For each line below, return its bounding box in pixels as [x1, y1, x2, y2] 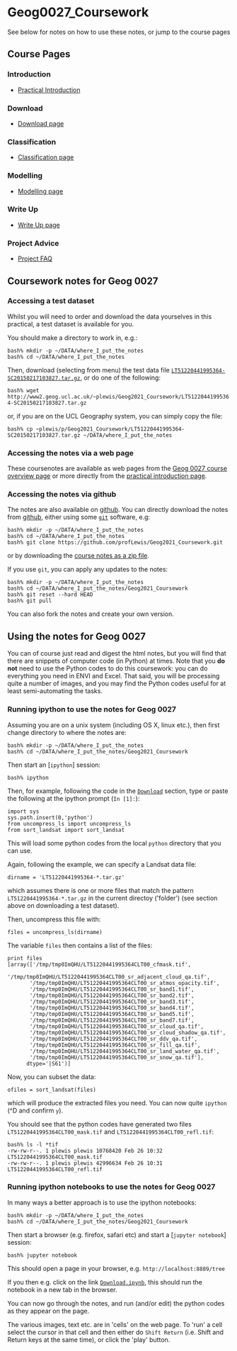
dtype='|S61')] [25, 1060, 71, 1067]
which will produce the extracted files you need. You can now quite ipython [7, 1098, 228, 1107]
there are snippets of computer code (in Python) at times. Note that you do [7, 656, 225, 666]
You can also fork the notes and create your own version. [7, 610, 175, 618]
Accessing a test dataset [7, 296, 95, 306]
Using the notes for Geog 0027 [7, 630, 146, 642]
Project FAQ [17, 254, 53, 263]
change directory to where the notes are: [7, 728, 127, 736]
